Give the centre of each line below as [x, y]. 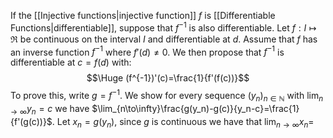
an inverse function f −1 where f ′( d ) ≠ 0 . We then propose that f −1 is [147, 51]
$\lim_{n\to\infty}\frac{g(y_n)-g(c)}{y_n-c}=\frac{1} [195, 108]
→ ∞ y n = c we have [50, 109]
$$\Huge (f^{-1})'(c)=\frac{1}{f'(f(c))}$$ [168, 78]
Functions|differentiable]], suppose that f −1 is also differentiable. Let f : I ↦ [163, 27]
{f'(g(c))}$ [31, 121]
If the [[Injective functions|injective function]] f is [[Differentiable [143, 15]
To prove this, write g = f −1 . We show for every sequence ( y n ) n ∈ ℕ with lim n [167, 96]
